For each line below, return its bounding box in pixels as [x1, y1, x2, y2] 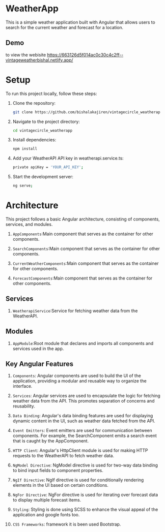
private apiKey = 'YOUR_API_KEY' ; [12, 165, 83, 170]
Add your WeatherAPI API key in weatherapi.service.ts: [12, 156, 124, 161]
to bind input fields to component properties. [12, 468, 104, 473]
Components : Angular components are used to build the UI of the [12, 373, 141, 379]
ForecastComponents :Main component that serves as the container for [12, 275, 153, 281]
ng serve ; [12, 183, 33, 188]
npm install [12, 146, 37, 152]
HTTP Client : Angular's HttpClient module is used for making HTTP [12, 447, 148, 453]
